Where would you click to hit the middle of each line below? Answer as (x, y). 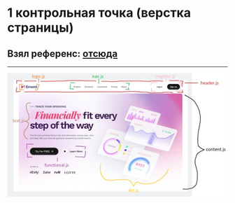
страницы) (41, 28)
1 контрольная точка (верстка (99, 13)
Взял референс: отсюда (63, 54)
